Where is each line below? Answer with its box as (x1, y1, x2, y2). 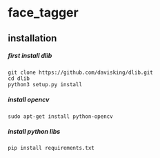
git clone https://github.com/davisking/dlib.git (8, 69, 154, 76)
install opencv (8, 95, 50, 104)
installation (8, 32, 57, 44)
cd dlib (8, 75, 30, 82)
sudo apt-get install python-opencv (8, 112, 113, 120)
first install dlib (8, 52, 52, 60)
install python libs (8, 128, 61, 136)
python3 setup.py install (8, 81, 82, 88)
